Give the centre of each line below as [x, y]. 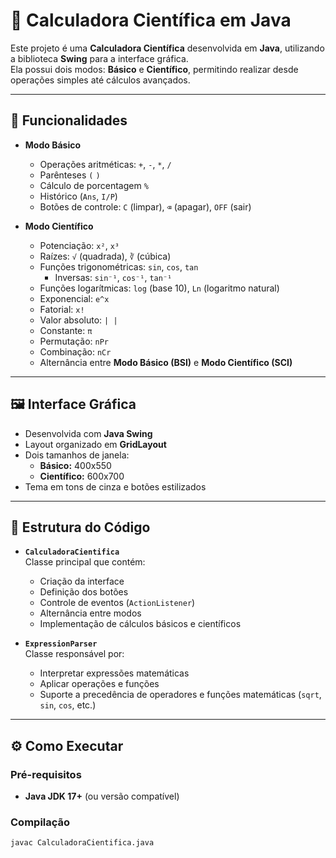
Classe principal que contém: [85, 562]
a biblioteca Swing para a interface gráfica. [99, 58]
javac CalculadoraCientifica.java [82, 843]
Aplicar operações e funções [99, 684]
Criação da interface [82, 581]
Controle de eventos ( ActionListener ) [117, 603]
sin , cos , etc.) [68, 705]
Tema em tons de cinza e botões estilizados [115, 486]
